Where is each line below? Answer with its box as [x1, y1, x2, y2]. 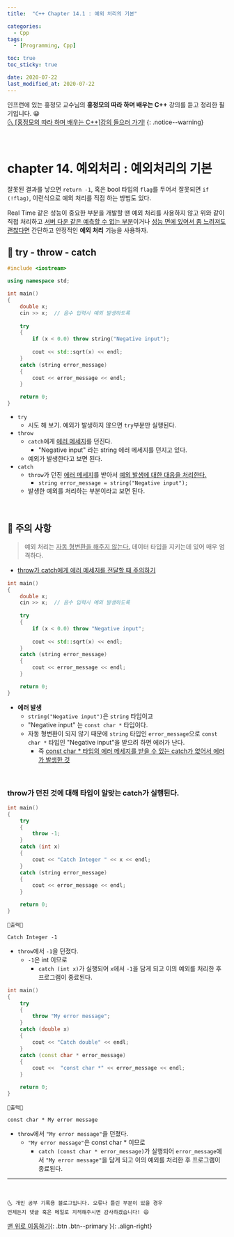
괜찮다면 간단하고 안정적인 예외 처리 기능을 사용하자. [7, 226, 148, 234]
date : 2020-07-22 [7, 74, 58, 81]
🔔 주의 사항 [7, 522, 52, 534]
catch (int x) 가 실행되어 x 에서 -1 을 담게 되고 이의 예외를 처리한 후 [38, 964, 221, 973]
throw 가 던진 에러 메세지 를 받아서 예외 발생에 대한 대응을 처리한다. [27, 471, 207, 478]
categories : [7, 22, 42, 30]
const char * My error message [7, 1116, 98, 1123]
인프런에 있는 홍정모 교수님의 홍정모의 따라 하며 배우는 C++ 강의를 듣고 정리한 [7, 100, 218, 109]
